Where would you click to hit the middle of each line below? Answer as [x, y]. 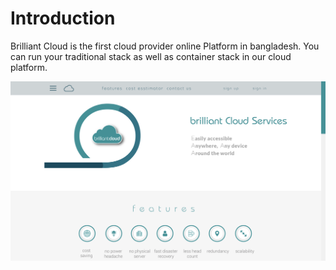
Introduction [63, 18]
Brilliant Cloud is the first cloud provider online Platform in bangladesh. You [165, 46]
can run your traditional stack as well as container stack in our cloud [151, 56]
